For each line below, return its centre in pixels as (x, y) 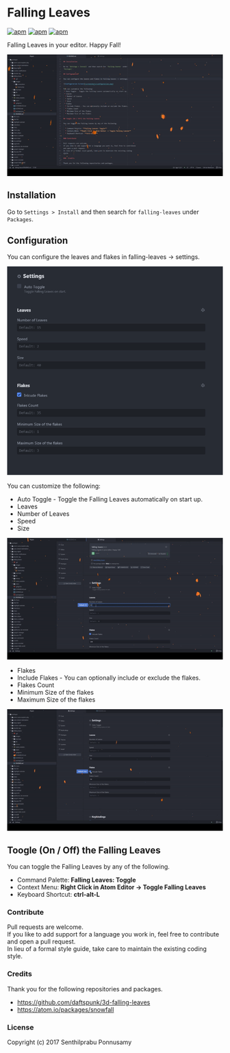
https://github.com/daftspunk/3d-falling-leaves (84, 1002)
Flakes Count (36, 685)
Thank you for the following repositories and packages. (85, 989)
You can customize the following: (54, 486)
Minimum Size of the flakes (55, 693)
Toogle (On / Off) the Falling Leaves (84, 850)
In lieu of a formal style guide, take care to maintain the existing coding (107, 949)
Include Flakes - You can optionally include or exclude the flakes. (108, 678)
